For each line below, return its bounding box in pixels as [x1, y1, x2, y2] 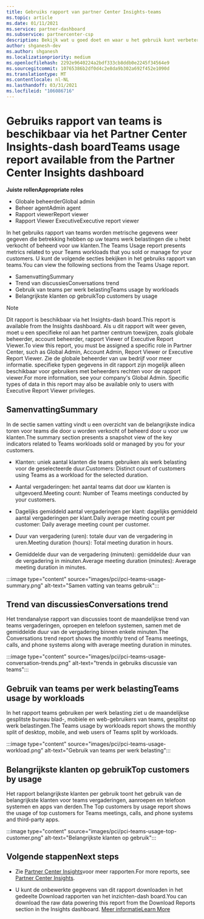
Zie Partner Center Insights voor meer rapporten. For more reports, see [15, 867, 190, 875]
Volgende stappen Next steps [6, 852, 120, 862]
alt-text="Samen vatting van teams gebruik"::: [44, 582, 160, 589]
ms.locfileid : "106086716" [6, 88, 75, 94]
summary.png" [6, 582, 44, 589]
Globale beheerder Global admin [15, 198, 95, 205]
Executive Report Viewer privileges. [6, 387, 95, 394]
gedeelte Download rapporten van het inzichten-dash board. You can [15, 892, 187, 900]
